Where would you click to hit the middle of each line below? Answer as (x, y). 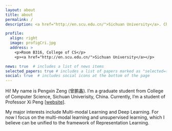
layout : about (20, 10)
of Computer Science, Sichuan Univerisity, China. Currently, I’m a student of (85, 97)
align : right (24, 38)
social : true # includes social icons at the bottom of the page (78, 76)
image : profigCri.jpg (33, 43)
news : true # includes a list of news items (55, 66)
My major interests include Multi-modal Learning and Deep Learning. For (82, 112)
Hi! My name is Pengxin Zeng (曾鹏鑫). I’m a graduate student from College (84, 91)
